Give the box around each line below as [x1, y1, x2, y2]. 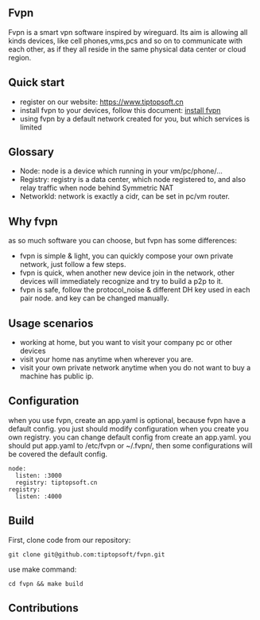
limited [19, 122, 42, 132]
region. [8, 52, 32, 62]
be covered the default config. [8, 449, 108, 459]
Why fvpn [8, 215, 58, 228]
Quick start [8, 76, 65, 90]
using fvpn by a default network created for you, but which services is [19, 114, 250, 123]
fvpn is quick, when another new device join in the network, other [19, 268, 235, 277]
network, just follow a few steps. [19, 260, 126, 269]
